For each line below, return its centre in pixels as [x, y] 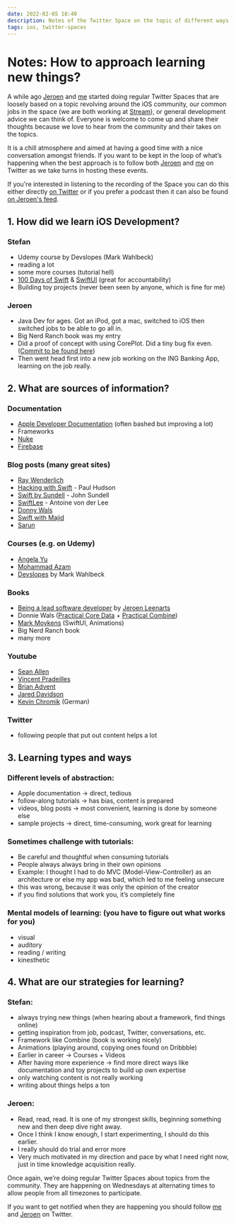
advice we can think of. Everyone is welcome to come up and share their [113, 119]
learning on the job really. [54, 366]
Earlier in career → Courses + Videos [71, 1055]
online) [28, 1025]
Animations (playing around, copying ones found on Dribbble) [107, 1047]
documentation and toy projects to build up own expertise [101, 1070]
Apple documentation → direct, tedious [75, 793]
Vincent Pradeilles [44, 679]
